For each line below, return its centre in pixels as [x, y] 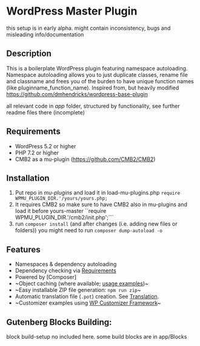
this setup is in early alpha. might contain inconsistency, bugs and [88, 28]
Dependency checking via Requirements [65, 271]
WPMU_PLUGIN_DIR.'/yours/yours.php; [61, 199]
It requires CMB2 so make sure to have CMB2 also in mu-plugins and [101, 204]
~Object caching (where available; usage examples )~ [82, 283]
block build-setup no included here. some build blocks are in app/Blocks [97, 337]
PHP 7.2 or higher [37, 153]
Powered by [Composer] [46, 277]
